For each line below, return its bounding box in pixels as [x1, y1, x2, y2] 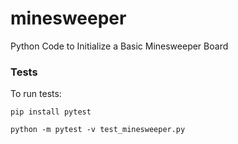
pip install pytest [10, 107, 92, 117]
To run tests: [10, 88, 62, 100]
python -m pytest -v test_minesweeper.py [10, 125, 186, 135]
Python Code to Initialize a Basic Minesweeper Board [10, 40, 229, 52]
